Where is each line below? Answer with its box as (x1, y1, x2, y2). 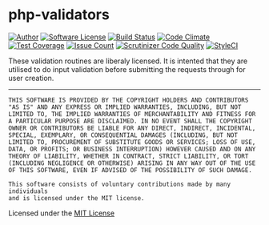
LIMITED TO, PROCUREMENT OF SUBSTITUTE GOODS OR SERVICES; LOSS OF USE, (8, 138, 256, 146)
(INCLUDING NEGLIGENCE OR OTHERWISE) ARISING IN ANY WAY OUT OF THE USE (8, 159, 256, 167)
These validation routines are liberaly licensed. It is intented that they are (8, 56, 248, 66)
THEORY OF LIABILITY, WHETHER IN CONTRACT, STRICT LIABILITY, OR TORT (8, 152, 249, 160)
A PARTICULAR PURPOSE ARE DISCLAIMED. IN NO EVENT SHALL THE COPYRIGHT (8, 117, 252, 125)
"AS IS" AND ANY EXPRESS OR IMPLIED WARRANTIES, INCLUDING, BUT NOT (8, 102, 242, 111)
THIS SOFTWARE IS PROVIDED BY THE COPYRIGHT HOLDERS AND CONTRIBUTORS (8, 96, 249, 104)
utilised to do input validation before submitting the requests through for (8, 64, 246, 74)
